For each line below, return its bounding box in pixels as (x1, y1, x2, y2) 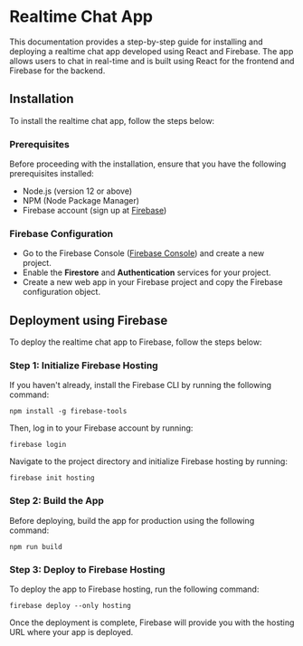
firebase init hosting (9, 473, 95, 483)
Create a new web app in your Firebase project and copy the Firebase (22, 277, 283, 288)
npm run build (9, 542, 63, 551)
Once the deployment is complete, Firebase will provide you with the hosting (9, 617, 295, 628)
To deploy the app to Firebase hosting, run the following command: (9, 584, 260, 594)
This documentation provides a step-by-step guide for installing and (9, 36, 264, 47)
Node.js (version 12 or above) (22, 185, 133, 196)
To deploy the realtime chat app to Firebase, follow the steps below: (9, 337, 262, 347)
